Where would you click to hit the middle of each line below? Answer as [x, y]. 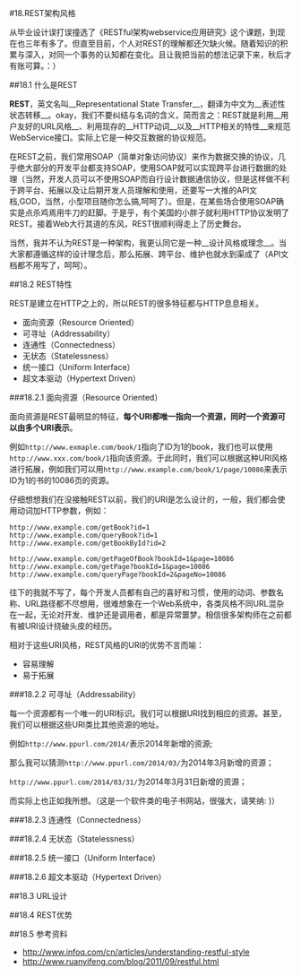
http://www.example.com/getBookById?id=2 [88, 543]
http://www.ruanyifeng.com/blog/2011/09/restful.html [120, 961]
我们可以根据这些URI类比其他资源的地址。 [86, 725]
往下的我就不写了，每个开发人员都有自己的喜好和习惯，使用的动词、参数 [142, 592]
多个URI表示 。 [51, 428]
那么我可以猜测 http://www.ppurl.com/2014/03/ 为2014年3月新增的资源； [142, 763]
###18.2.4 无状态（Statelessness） [74, 839]
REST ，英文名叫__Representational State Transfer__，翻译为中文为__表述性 [147, 104]
